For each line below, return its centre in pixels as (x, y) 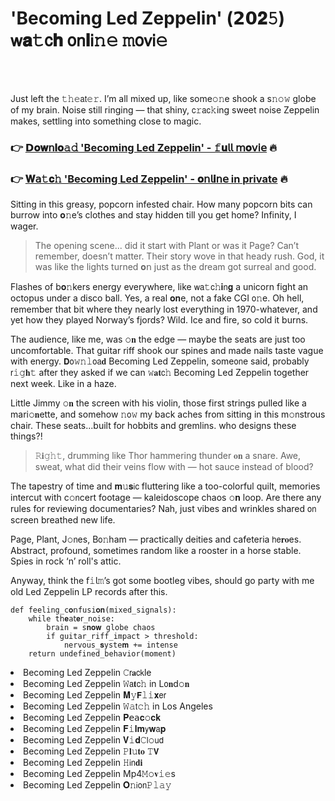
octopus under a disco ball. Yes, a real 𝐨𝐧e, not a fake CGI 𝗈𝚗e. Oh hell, (157, 298)
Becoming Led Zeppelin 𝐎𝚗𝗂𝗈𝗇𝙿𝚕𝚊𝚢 (97, 785)
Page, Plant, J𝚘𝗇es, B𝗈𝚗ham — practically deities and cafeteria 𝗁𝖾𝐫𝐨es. (156, 539)
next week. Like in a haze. (63, 384)
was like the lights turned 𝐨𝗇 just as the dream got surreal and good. (175, 267)
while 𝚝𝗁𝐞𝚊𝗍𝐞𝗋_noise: (71, 619)
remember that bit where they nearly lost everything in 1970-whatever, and (164, 309)
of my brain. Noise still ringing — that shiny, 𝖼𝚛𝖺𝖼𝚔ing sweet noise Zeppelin (165, 109)
